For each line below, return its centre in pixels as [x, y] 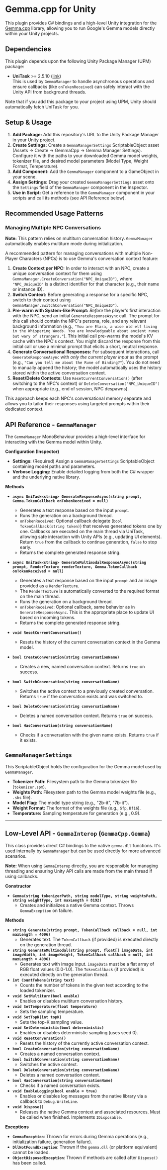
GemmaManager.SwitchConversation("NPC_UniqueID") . [65, 305]
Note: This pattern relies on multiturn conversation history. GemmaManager [79, 238]
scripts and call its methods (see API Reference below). [69, 198]
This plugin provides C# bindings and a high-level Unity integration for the [81, 23]
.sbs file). [22, 797]
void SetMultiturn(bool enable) [46, 996]
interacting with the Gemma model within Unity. [54, 442]
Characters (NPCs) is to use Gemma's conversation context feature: [89, 259]
